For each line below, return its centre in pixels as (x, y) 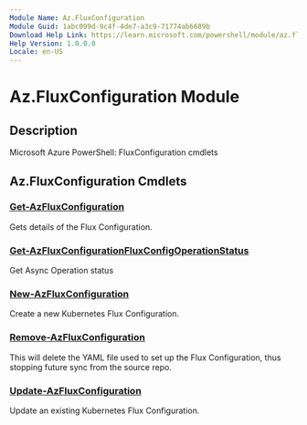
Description (43, 130)
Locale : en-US (37, 52)
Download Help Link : (49, 35)
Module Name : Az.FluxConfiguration (77, 18)
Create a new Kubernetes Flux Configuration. (95, 314)
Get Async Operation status (62, 271)
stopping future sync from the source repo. (90, 367)
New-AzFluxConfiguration (69, 295)
